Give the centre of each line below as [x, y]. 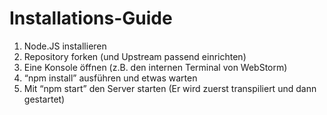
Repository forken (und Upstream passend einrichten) [135, 56]
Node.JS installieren [65, 46]
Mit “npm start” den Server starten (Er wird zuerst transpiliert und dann [170, 88]
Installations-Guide [91, 18]
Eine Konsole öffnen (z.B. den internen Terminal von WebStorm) [155, 67]
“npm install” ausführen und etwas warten [110, 78]
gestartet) [44, 99]
